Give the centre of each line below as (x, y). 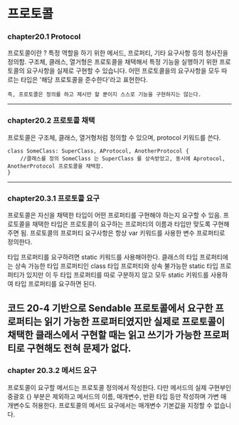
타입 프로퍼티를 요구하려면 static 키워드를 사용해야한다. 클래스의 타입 (103, 257)
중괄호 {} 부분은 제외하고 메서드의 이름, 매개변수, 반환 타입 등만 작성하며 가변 (113, 396)
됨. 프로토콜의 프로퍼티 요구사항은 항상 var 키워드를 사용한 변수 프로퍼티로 (123, 233)
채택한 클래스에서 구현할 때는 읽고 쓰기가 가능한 (104, 335)
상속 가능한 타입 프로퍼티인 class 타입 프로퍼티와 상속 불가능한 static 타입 (116, 266)
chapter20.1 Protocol (44, 37)
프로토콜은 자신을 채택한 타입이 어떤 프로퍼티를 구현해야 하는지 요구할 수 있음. (115, 215)
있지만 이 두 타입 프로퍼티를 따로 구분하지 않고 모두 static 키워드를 (117, 275)
